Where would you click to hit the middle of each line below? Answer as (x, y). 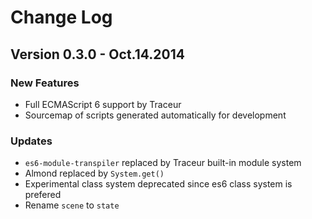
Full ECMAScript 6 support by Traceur (103, 104)
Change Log (61, 17)
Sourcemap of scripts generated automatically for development (155, 115)
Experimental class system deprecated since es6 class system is (158, 184)
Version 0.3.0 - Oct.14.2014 (97, 54)
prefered (43, 195)
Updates (31, 141)
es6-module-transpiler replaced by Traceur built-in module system (163, 163)
